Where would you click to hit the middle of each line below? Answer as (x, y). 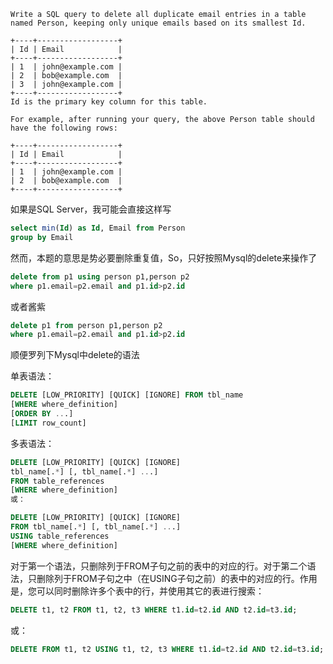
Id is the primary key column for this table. (109, 102)
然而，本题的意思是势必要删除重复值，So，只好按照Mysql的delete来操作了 (164, 257)
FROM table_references (57, 481)
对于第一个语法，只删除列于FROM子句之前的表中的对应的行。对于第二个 (159, 566)
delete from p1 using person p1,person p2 (100, 276)
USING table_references (60, 536)
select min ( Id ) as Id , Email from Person (98, 228)
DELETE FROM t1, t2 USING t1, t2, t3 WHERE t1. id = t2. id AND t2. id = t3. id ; (167, 649)
